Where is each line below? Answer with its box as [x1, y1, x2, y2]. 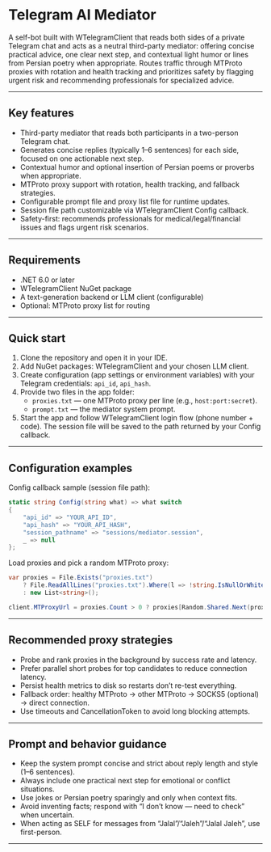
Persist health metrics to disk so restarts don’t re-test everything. [19, 681, 237, 690]
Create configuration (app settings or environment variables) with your [19, 370, 255, 380]
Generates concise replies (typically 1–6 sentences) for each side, [19, 145, 240, 154]
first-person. [19, 827, 62, 837]
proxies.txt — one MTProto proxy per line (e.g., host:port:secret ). [31, 396, 258, 406]
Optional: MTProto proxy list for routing [19, 301, 151, 310]
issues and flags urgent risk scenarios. [19, 222, 149, 232]
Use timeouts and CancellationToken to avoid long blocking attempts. [19, 706, 250, 716]
